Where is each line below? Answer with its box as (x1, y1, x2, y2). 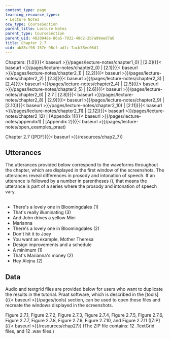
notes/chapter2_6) (5, 91, 44, 97)
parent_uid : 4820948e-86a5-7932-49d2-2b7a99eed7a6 (5, 36, 115, 41)
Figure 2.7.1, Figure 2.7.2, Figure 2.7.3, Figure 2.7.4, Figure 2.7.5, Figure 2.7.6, (5, 312, 164, 318)
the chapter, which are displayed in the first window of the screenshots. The (5, 167, 164, 173)
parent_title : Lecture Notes (5, 26, 67, 31)
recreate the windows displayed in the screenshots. (5, 302, 113, 309)
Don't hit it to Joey (12, 231, 52, 237)
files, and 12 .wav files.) (5, 328, 54, 334)
